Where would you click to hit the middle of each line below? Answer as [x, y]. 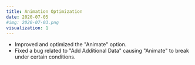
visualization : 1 [27, 28]
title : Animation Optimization [44, 11]
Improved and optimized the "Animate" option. [70, 45]
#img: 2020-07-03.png [33, 22]
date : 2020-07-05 [27, 17]
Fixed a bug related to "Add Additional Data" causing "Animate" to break [102, 51]
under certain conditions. [45, 57]
